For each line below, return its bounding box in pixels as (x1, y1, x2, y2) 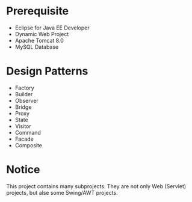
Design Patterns (6, 64, 88, 78)
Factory (14, 84, 34, 91)
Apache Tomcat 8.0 (14, 37, 64, 44)
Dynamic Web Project (14, 30, 69, 37)
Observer (14, 97, 39, 104)
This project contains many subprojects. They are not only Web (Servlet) (6, 182, 187, 190)
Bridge (14, 103, 32, 111)
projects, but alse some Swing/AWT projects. (6, 189, 119, 196)
